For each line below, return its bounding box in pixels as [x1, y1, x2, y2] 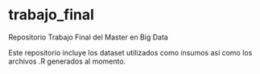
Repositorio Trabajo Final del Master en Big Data [8, 32, 169, 42]
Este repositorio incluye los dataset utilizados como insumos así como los [8, 47, 253, 57]
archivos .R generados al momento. [8, 56, 126, 66]
